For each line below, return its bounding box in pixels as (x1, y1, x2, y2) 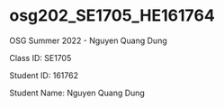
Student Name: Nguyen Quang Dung (9, 87, 146, 98)
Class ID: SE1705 (9, 52, 72, 63)
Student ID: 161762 (9, 69, 79, 81)
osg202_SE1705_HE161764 (9, 5, 216, 26)
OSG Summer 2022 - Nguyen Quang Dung (9, 35, 168, 46)
